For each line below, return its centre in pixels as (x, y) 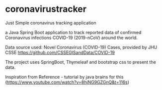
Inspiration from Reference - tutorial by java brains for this (64, 77)
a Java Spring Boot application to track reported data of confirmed (73, 32)
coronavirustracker (46, 9)
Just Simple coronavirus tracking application (51, 23)
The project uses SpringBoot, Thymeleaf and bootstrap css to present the (81, 62)
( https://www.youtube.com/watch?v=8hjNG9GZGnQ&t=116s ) (67, 82)
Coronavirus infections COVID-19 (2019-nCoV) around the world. (71, 38)
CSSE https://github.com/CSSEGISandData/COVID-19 (60, 52)
